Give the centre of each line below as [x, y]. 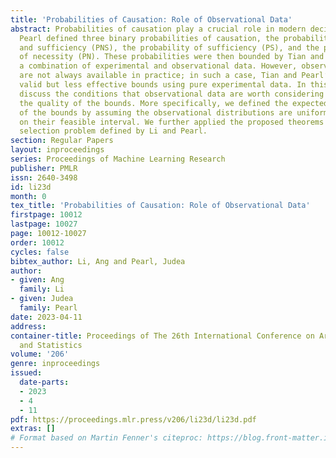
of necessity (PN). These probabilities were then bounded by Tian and [172, 57]
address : [28, 326]
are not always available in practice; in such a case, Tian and [158, 76]
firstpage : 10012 [46, 215]
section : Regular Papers [62, 141]
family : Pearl [48, 308]
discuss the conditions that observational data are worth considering [172, 94]
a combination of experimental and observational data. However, [158, 66]
